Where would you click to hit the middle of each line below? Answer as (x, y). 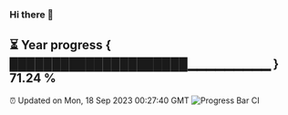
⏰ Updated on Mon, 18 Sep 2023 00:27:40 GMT (99, 100)
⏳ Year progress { (61, 45)
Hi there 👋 (32, 15)
